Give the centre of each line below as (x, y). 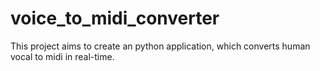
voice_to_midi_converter (115, 18)
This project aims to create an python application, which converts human (160, 46)
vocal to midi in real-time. (62, 56)
